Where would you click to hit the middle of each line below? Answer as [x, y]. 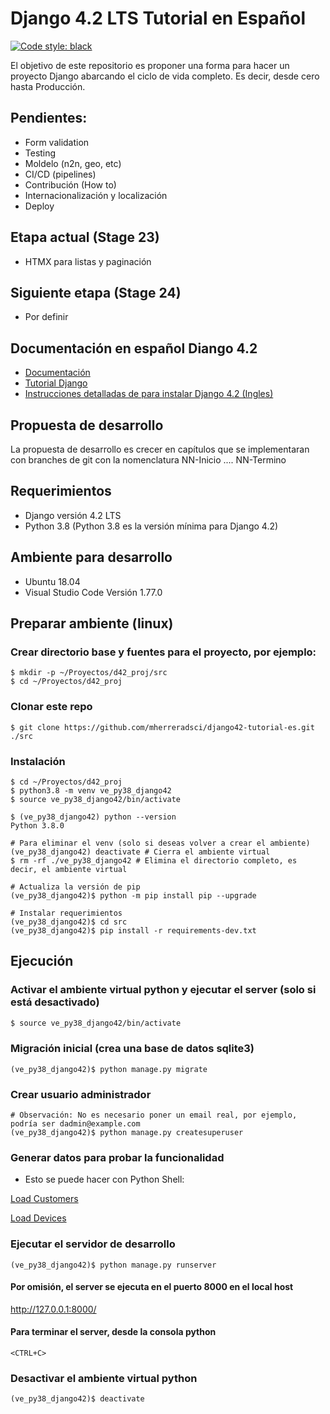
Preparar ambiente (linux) [92, 623]
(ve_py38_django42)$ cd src [69, 922]
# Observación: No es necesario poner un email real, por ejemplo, [154, 1115]
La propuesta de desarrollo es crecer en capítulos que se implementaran [160, 449]
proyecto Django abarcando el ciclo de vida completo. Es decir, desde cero [165, 76]
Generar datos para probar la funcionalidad [117, 1157]
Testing [40, 153]
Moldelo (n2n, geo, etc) [73, 163]
